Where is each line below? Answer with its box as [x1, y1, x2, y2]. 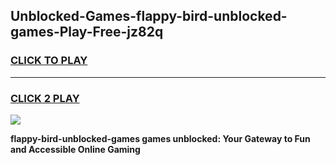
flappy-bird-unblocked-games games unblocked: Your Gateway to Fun [10, 132, 311, 144]
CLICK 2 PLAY [10, 91, 80, 105]
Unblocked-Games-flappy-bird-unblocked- [10, 8, 288, 25]
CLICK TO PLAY [10, 54, 88, 68]
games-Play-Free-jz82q [10, 24, 164, 41]
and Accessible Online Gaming [10, 143, 141, 155]
